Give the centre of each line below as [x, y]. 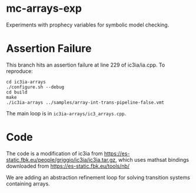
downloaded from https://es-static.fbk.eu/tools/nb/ [68, 166]
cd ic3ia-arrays [26, 82]
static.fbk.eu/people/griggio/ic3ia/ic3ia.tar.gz [61, 159]
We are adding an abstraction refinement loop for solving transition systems [98, 177]
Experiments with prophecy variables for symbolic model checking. [88, 25]
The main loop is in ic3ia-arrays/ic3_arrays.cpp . [66, 113]
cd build [17, 92]
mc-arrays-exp [44, 9]
